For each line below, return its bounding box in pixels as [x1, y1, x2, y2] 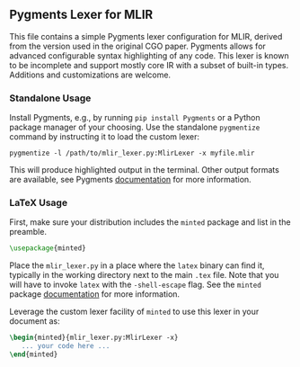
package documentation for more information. [9, 289, 181, 300]
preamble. [9, 227, 48, 237]
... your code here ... [21, 342, 110, 351]
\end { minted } [9, 350, 58, 359]
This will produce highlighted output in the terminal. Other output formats [9, 165, 280, 175]
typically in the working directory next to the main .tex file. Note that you [9, 270, 279, 281]
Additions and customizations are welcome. [9, 69, 172, 80]
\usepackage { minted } [9, 244, 87, 253]
